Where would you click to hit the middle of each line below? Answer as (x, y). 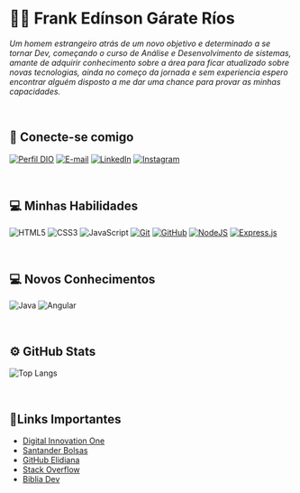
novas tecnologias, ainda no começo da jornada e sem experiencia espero (149, 72)
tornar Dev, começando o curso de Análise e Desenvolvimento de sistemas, (150, 52)
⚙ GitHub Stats (53, 351)
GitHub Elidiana (51, 460)
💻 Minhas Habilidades (73, 206)
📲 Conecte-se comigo (72, 138)
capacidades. (35, 91)
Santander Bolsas (55, 450)
